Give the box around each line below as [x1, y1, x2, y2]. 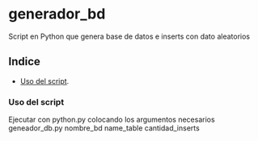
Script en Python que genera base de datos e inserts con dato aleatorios [8, 31, 251, 41]
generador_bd [8, 5, 106, 23]
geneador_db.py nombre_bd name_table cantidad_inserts [8, 123, 200, 133]
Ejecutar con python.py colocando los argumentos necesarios [8, 114, 216, 125]
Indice [8, 55, 40, 68]
